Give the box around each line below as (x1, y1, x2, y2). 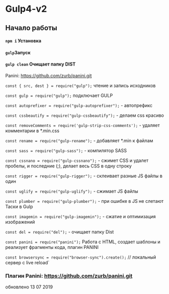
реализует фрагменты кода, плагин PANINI (5, 244, 99, 250)
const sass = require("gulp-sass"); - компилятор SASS (5, 147, 127, 154)
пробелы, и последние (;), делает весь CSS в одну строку (5, 162, 132, 169)
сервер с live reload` (5, 259, 50, 265)
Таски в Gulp (5, 203, 33, 209)
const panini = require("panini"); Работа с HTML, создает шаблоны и (5, 239, 161, 245)
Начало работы (5, 24, 58, 32)
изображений (5, 219, 35, 225)
